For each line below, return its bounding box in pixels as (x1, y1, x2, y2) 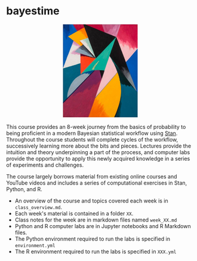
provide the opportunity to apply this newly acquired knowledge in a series (6, 155, 190, 162)
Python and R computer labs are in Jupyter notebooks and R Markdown (14, 222, 191, 229)
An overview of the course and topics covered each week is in (14, 197, 168, 204)
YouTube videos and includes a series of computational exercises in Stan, (6, 179, 187, 186)
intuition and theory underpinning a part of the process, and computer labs (6, 148, 190, 156)
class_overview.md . (14, 203, 63, 210)
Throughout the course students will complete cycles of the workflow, (6, 136, 178, 143)
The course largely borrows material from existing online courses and (6, 173, 177, 180)
